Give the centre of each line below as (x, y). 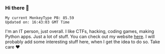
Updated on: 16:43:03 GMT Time (37, 22)
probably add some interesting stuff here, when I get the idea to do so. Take (82, 42)
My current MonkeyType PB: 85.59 (40, 18)
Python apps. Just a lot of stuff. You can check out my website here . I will (80, 37)
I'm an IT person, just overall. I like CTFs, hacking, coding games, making (80, 31)
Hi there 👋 (17, 8)
